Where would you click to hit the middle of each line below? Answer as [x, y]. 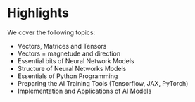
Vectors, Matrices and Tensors [62, 46]
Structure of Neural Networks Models [72, 68]
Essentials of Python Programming [68, 76]
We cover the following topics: [51, 32]
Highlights [38, 13]
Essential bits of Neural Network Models [76, 60]
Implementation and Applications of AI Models [84, 91]
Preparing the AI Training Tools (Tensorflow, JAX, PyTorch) [103, 83]
